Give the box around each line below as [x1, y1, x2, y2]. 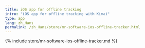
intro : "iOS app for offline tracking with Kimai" [5, 12, 110, 16]
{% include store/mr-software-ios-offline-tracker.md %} [5, 38, 118, 44]
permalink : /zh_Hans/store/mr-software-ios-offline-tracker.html [5, 25, 140, 30]
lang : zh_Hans [5, 20, 34, 25]
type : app [5, 16, 25, 21]
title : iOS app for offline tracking [5, 7, 82, 12]
